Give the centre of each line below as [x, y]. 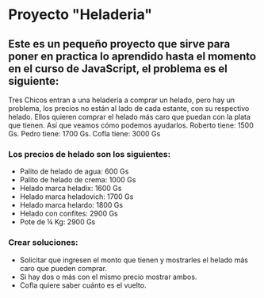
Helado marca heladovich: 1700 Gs [77, 197]
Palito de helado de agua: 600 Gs [74, 171]
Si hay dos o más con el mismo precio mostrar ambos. [108, 277]
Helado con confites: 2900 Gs [69, 214]
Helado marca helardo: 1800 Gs [71, 205]
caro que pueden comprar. [63, 268]
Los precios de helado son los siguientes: [90, 154]
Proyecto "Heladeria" [80, 15]
